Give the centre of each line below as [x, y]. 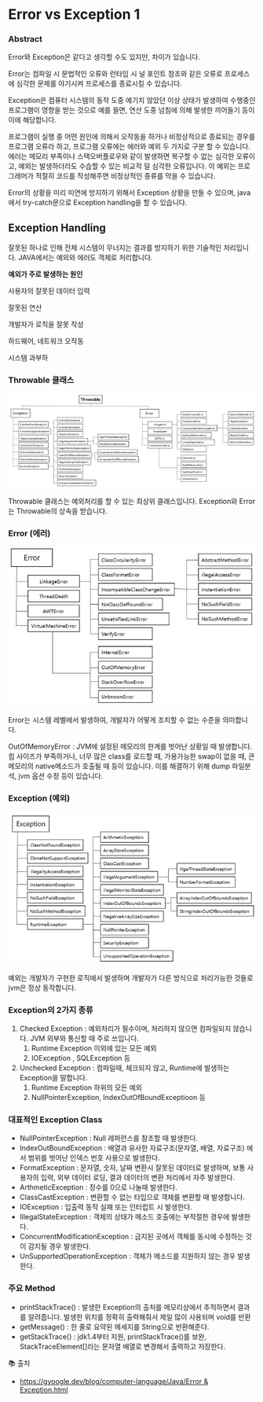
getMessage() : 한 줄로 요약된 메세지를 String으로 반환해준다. [114, 1327]
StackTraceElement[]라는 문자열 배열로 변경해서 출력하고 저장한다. [122, 1346]
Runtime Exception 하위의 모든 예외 [87, 1087]
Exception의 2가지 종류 [51, 1010]
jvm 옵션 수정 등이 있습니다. [61, 775]
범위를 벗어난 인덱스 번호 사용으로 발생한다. [94, 1158]
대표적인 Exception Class [55, 1120]
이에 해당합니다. [33, 120]
